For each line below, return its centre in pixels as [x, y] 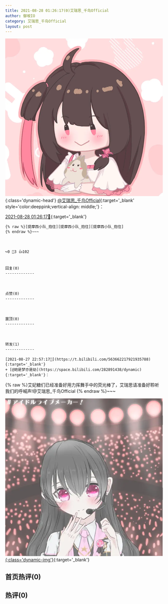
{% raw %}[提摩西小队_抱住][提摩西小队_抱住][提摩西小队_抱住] [64, 227]
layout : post [19, 27]
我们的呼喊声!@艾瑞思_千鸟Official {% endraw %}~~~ [60, 391]
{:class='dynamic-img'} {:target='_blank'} [47, 560]
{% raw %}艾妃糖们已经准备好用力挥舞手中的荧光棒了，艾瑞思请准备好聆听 [82, 385]
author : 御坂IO [20, 16]
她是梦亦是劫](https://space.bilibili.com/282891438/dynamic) [78, 370]
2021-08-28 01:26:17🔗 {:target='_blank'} [46, 217]
